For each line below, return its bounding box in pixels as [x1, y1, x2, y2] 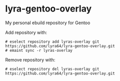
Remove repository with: [5, 56, 55, 63]
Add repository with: [5, 29, 47, 35]
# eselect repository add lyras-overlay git [5, 39, 99, 44]
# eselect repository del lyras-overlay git [5, 66, 99, 71]
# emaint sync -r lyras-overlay [5, 48, 72, 53]
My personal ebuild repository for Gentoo [5, 20, 90, 26]
